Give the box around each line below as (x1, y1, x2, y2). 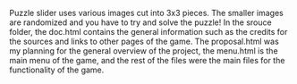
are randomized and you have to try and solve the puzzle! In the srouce (9, 17, 272, 28)
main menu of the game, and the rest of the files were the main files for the (9, 55, 285, 65)
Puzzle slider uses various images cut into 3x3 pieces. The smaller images (9, 8, 284, 18)
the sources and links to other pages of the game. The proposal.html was (9, 36, 279, 46)
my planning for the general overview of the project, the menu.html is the (9, 46, 279, 56)
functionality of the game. (9, 64, 105, 75)
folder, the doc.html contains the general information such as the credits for (9, 27, 288, 37)
